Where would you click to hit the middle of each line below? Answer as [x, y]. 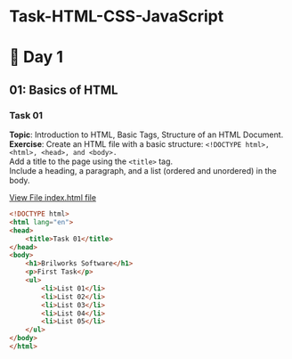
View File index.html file [53, 198]
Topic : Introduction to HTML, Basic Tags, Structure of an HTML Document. [146, 135]
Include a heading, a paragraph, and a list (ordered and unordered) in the [143, 171]
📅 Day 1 [36, 57]
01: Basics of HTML [64, 90]
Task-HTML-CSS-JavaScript [117, 16]
